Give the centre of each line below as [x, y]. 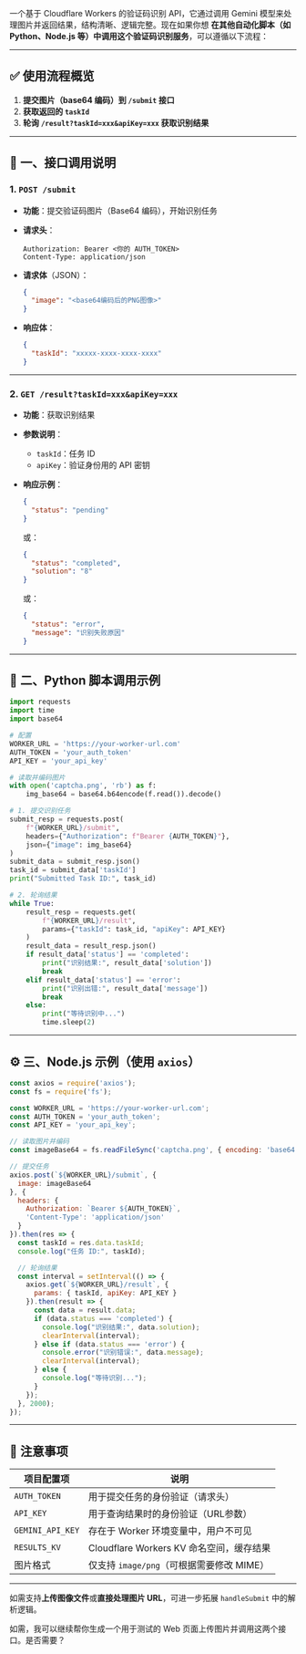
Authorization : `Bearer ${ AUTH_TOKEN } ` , [103, 1209]
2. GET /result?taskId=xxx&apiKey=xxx [94, 393]
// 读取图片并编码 [40, 1142]
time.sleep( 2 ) [69, 1023]
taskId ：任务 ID [66, 453]
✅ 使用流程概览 [52, 76]
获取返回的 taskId [56, 111]
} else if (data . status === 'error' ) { [109, 1344]
